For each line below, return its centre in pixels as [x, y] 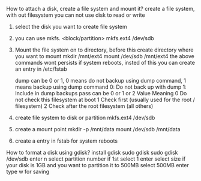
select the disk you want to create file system [71, 27]
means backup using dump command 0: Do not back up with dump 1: [101, 87]
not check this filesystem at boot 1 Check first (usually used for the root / [105, 99]
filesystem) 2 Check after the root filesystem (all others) [84, 106]
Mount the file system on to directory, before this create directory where [104, 50]
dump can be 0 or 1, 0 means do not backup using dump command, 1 [100, 81]
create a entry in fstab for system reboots [66, 141]
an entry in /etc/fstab [41, 69]
